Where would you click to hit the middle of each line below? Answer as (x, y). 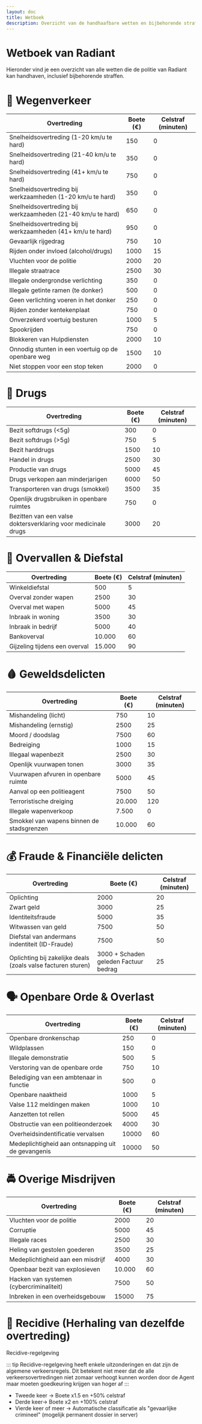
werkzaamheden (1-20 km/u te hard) (63, 197)
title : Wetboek (25, 17)
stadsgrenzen (29, 828)
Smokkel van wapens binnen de (54, 821)
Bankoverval (27, 637)
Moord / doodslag (35, 735)
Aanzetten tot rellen (37, 1114)
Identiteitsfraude (32, 917)
